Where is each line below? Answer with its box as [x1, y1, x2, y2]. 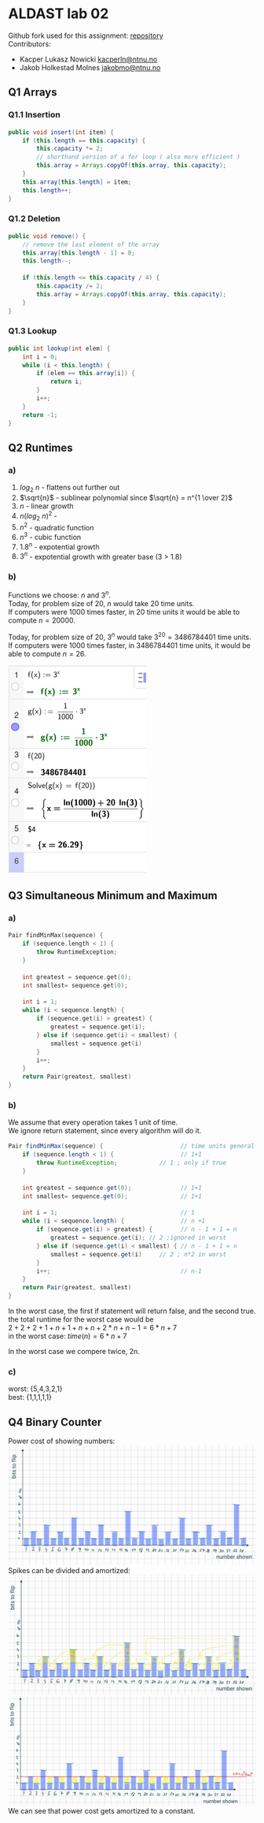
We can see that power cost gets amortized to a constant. [8, 1806, 196, 1815]
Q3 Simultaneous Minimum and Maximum [8, 889, 218, 902]
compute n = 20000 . [8, 616, 76, 625]
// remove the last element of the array [22, 240, 159, 248]
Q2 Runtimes [8, 441, 73, 454]
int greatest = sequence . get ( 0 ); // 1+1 [22, 1184, 202, 1192]
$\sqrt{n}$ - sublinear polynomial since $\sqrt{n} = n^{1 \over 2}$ [19, 493, 233, 503]
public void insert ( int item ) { [8, 128, 114, 136]
